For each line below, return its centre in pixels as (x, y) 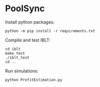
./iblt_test (17, 57)
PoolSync (25, 9)
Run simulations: (22, 71)
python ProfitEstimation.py (34, 80)
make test (15, 53)
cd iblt (13, 49)
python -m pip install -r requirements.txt (50, 31)
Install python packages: (30, 22)
